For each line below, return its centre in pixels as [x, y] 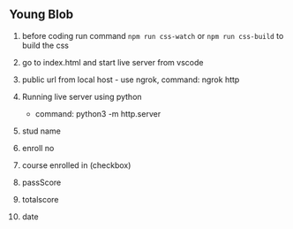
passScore [41, 182]
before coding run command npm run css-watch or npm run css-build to [153, 35]
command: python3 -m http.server [98, 113]
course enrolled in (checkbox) [76, 165]
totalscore [40, 199]
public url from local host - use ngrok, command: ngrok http [131, 80]
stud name [41, 131]
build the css [45, 45]
